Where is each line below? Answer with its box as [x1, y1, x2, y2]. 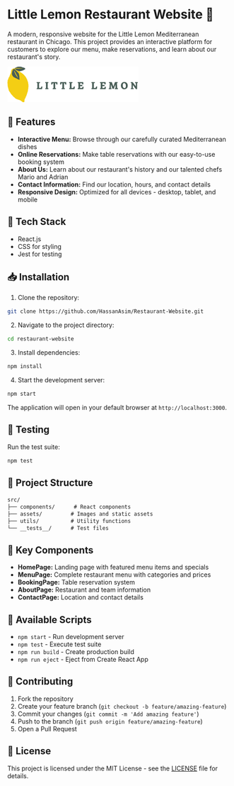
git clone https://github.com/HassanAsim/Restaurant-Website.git [7, 308, 204, 315]
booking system [17, 157, 65, 166]
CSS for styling [17, 242, 62, 250]
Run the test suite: [7, 443, 60, 451]
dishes [17, 142, 37, 151]
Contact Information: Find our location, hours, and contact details [17, 180, 211, 189]
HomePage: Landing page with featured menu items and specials [17, 563, 209, 572]
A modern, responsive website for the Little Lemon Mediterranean [7, 30, 199, 38]
